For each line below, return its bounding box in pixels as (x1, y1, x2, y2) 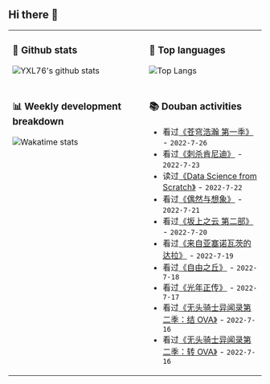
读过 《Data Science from (162, 170, 257, 182)
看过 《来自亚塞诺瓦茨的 (162, 238, 252, 249)
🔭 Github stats (12, 44, 78, 57)
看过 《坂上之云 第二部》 (162, 215, 254, 227)
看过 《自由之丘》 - (162, 262, 235, 273)
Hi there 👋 (8, 8, 59, 22)
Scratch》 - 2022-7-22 (162, 182, 243, 193)
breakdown (12, 115, 64, 128)
